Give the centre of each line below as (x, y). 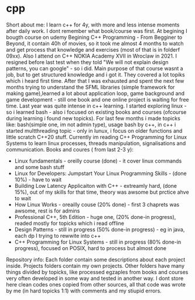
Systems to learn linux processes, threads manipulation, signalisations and (96, 143)
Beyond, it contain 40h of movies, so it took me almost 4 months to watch (95, 43)
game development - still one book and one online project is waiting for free (97, 99)
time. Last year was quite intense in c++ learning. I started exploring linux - (97, 106)
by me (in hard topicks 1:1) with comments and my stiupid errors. (84, 291)
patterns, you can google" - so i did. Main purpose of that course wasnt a (95, 68)
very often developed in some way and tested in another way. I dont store (95, 278)
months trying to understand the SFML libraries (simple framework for (90, 87)
